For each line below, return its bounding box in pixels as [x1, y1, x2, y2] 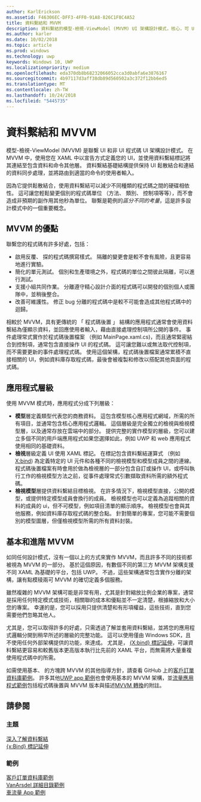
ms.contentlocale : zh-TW [6, 87, 68, 93]
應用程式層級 [6, 382, 54, 393]
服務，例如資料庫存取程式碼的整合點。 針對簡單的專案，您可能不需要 [20, 510, 190, 517]
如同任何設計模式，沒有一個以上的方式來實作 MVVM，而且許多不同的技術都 [6, 554, 193, 560]
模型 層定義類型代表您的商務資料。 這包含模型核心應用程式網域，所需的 [14, 412, 190, 420]
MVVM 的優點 [6, 223, 59, 234]
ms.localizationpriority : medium [6, 64, 90, 71]
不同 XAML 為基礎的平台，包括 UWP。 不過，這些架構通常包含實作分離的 [6, 569, 187, 575]
